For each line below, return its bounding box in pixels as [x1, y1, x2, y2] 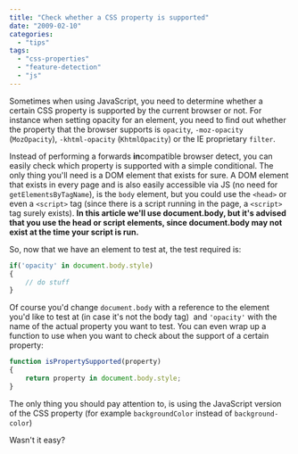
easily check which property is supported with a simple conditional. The [9, 160, 274, 170]
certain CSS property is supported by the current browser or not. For [9, 104, 262, 116]
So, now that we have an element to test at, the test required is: [9, 244, 242, 254]
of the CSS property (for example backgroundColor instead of [9, 408, 233, 418]
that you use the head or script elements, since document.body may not [9, 217, 283, 227]
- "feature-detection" [17, 63, 102, 72]
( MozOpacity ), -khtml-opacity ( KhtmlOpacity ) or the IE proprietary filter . [9, 133, 277, 144]
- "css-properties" [17, 54, 90, 63]
